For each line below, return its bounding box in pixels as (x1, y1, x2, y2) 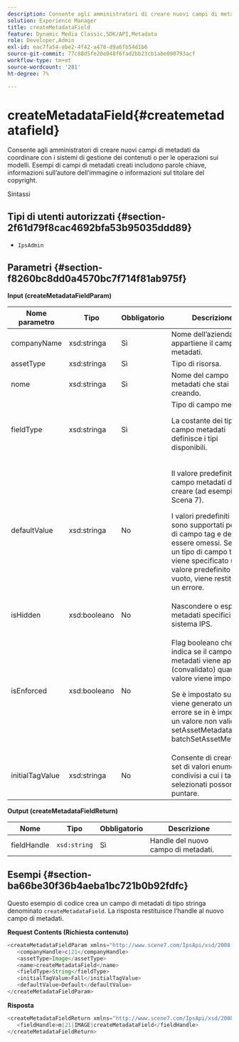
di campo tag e (171, 529, 222, 539)
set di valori (171, 762, 211, 772)
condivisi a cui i (171, 771, 223, 781)
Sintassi (7, 190, 31, 198)
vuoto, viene (171, 573, 213, 583)
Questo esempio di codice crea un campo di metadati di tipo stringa (7, 899, 206, 907)
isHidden (11, 611, 41, 620)
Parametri (7, 261, 52, 273)
